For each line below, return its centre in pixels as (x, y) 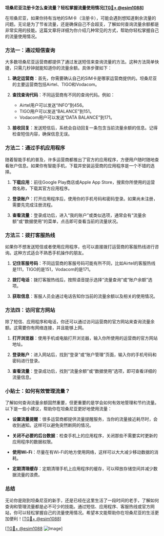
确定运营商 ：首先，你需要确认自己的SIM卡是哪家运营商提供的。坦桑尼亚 (84, 78)
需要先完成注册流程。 (33, 204)
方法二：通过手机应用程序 (35, 148)
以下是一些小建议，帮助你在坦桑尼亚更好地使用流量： (59, 409)
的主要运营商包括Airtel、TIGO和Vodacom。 (56, 85)
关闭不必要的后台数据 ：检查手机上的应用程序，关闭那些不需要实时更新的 (85, 436)
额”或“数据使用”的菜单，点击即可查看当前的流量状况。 (66, 221)
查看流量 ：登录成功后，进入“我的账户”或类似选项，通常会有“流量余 (79, 215)
